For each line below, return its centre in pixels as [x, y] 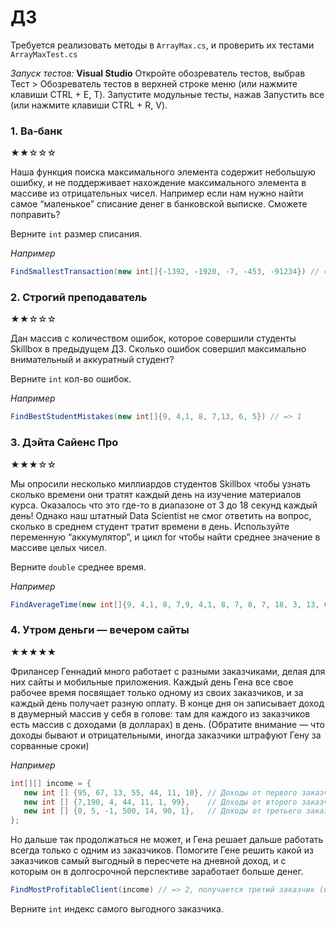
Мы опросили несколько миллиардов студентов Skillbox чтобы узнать [160, 483]
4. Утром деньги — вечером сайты [100, 630]
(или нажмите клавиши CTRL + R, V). [89, 105]
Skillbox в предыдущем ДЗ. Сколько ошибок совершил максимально [158, 349]
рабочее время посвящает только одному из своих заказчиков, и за [157, 692]
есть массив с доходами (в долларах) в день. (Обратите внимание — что [167, 724]
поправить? [35, 215]
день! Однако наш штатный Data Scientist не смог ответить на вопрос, [161, 515]
